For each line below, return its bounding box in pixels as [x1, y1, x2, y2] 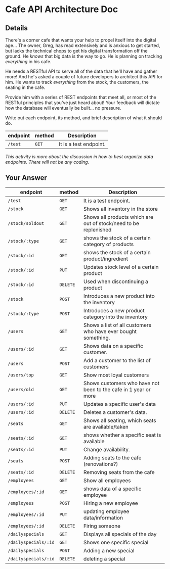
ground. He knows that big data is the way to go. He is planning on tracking [5, 53, 162, 59]
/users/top [8, 372, 34, 377]
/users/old [8, 387, 34, 392]
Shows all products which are [83, 213, 153, 220]
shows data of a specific [83, 485, 142, 492]
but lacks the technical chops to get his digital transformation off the [5, 48, 148, 54]
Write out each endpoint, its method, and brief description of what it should [5, 115, 162, 121]
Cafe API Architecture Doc [5, 4, 118, 15]
